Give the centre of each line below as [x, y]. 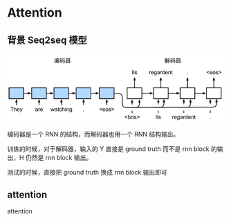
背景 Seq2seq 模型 [47, 40]
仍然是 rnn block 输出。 [59, 158]
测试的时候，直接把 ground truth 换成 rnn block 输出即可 [87, 173]
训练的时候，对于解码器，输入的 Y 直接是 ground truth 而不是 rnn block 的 [112, 149]
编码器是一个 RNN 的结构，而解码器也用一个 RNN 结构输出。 [93, 134]
